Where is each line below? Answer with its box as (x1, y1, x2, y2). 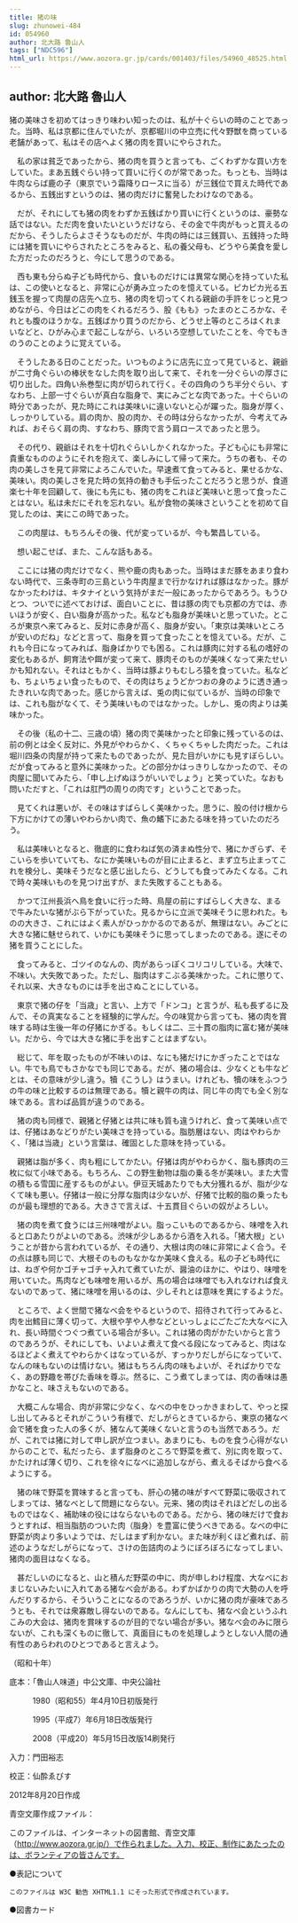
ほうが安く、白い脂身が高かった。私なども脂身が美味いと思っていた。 (16, 609, 273, 619)
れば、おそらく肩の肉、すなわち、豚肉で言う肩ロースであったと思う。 (9, 422, 265, 433)
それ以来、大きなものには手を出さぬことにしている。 (9, 981, 204, 991)
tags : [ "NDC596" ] (9, 46, 74, 55)
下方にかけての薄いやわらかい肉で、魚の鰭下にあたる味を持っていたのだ (9, 813, 272, 824)
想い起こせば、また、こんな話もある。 (16, 546, 157, 556)
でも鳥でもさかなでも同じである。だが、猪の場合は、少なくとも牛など (32, 1062, 289, 1074)
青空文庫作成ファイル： (9, 1808, 95, 1819)
